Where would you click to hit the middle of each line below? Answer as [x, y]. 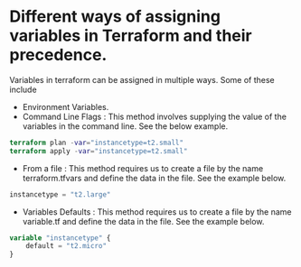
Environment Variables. [66, 106]
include [24, 89]
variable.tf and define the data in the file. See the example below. [143, 221]
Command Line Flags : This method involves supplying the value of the [155, 116]
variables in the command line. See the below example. [125, 126]
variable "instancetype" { [60, 238]
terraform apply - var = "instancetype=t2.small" [99, 151]
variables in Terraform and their [131, 36]
